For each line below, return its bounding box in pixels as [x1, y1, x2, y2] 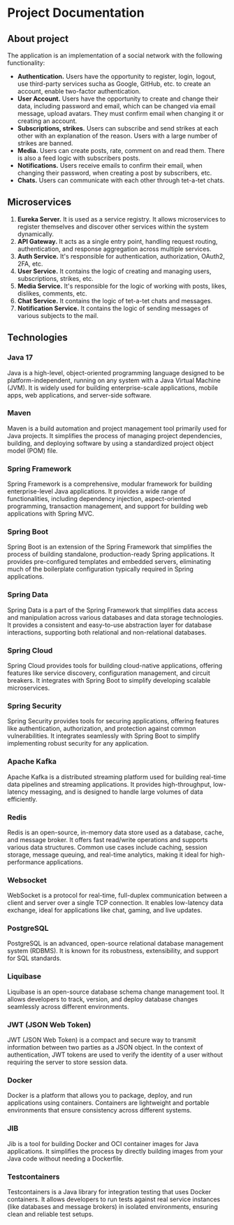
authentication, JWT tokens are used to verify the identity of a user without [7, 1050, 224, 1059]
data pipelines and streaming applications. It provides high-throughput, [7, 780, 212, 788]
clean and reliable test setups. [7, 1210, 94, 1218]
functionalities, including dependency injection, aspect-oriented [7, 495, 191, 503]
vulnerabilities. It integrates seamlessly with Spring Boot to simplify [7, 732, 200, 740]
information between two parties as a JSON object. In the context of [7, 1043, 204, 1052]
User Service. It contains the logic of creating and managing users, [17, 267, 212, 275]
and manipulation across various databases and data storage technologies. [7, 613, 224, 621]
